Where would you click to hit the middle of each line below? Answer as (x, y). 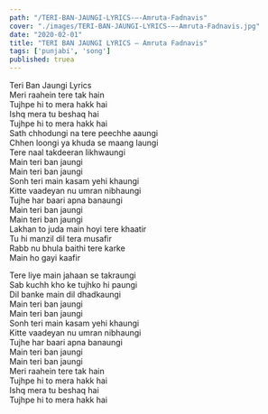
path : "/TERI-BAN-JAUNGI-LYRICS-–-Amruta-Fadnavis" (108, 18)
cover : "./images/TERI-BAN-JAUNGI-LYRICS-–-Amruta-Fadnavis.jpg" (134, 26)
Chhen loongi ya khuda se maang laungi (84, 143)
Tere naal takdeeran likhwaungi (68, 152)
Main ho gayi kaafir (45, 258)
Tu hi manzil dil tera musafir (61, 239)
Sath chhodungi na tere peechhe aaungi (84, 133)
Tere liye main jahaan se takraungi (73, 275)
